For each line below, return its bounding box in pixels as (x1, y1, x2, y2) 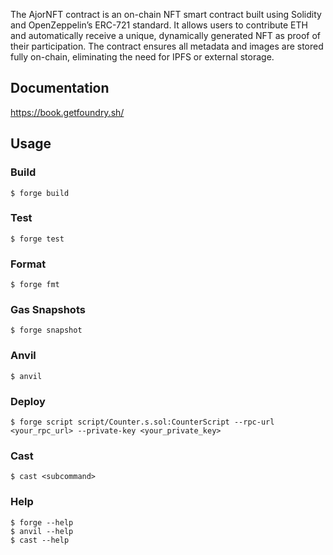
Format (10, 257, 47, 271)
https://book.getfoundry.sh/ (10, 106, 125, 118)
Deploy (10, 394, 46, 408)
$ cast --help (10, 535, 70, 545)
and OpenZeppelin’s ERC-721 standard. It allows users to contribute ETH (10, 19, 308, 31)
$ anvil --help (10, 526, 74, 536)
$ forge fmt (10, 280, 60, 290)
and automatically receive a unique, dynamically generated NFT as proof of (10, 30, 321, 41)
